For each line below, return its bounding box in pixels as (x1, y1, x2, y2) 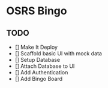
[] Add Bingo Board (14, 76, 63, 82)
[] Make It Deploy (14, 43, 58, 51)
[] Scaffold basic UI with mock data (14, 50, 102, 57)
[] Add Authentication (14, 69, 68, 76)
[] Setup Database (14, 56, 61, 63)
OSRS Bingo (6, 4, 67, 18)
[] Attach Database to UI (14, 62, 75, 70)
